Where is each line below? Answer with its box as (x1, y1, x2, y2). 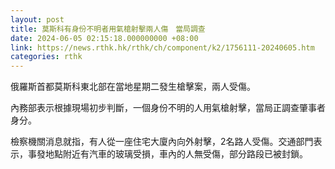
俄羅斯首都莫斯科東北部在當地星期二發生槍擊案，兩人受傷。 (10, 81, 256, 93)
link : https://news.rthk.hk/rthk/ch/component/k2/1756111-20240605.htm (10, 42, 315, 53)
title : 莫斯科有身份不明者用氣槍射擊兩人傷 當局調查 (10, 24, 206, 34)
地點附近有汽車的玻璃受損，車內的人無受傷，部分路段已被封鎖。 (44, 148, 308, 160)
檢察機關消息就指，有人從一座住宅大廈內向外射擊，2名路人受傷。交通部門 (10, 136, 314, 148)
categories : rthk (10, 52, 83, 62)
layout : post (10, 14, 65, 25)
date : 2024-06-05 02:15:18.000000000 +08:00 (10, 33, 199, 43)
